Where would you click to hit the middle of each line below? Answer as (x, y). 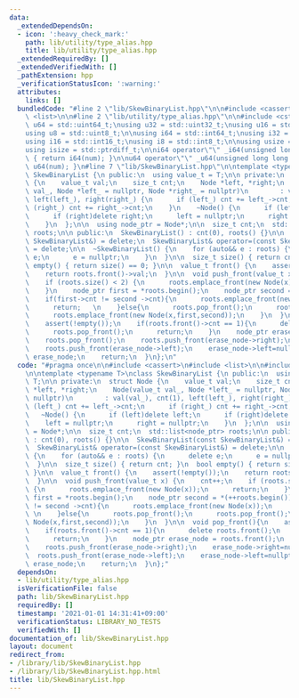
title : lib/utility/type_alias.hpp (91, 51)
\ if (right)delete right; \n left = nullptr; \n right (157, 216)
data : (19, 17)
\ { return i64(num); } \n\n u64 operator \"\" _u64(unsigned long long (157, 158)
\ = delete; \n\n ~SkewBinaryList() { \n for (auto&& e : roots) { (157, 249)
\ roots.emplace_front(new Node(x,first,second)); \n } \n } (155, 316)
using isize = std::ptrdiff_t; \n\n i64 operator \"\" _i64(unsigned (151, 150)
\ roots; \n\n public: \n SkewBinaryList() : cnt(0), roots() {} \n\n (155, 232)
